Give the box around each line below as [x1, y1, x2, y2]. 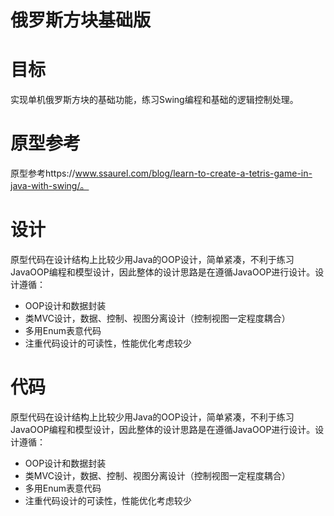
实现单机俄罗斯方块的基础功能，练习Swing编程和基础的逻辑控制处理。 [10, 94, 299, 106]
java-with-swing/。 [10, 180, 90, 192]
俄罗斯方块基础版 [10, 9, 152, 32]
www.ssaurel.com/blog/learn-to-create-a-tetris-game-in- [74, 167, 313, 180]
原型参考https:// [10, 167, 76, 180]
